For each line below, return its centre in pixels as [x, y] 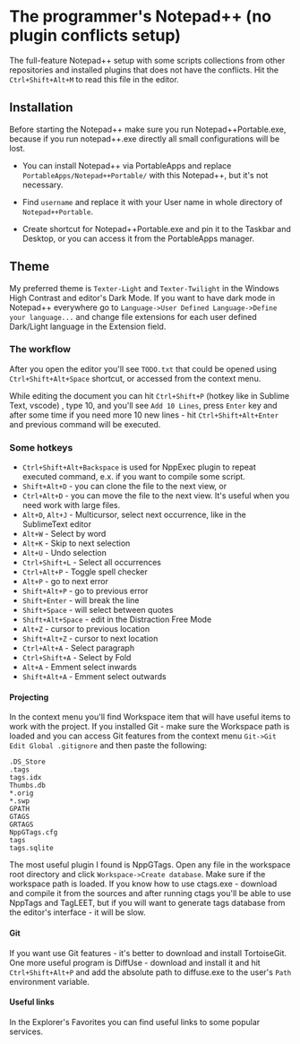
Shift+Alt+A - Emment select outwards [94, 677]
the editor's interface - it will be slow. [77, 912]
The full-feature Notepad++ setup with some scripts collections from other [147, 60]
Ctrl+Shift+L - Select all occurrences [91, 563]
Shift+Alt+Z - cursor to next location [90, 639]
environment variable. [49, 981]
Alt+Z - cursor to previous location [86, 629]
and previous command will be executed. [85, 424]
